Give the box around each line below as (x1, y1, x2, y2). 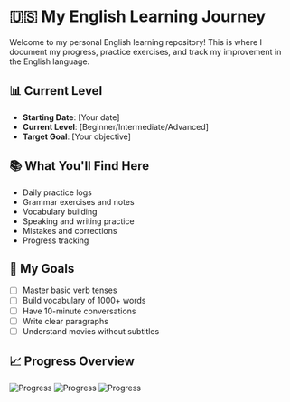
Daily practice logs (22, 187, 92, 198)
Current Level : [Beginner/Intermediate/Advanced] (22, 121, 210, 132)
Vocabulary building (22, 206, 98, 217)
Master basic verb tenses (22, 285, 117, 295)
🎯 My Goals (9, 260, 75, 276)
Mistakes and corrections (22, 225, 117, 236)
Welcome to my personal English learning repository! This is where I (9, 36, 263, 47)
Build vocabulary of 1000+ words (22, 295, 146, 306)
